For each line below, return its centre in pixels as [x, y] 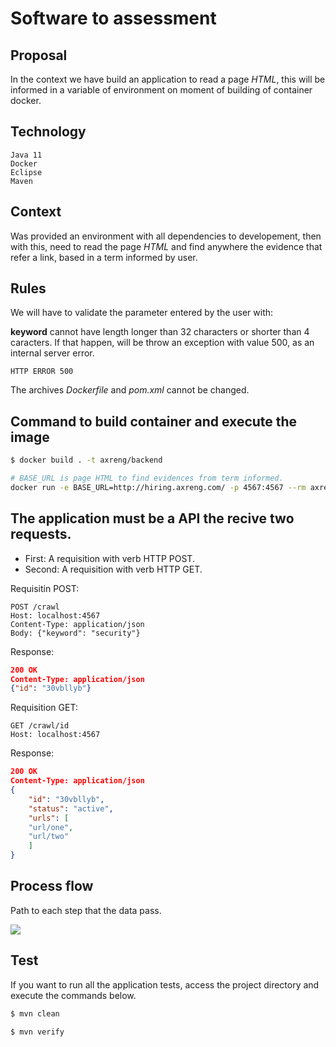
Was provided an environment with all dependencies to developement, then [166, 236]
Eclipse [26, 172]
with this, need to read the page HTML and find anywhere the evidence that [166, 246]
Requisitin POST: [45, 588]
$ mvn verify [37, 1032]
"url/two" [49, 837]
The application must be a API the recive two [152, 518]
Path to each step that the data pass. [86, 910]
